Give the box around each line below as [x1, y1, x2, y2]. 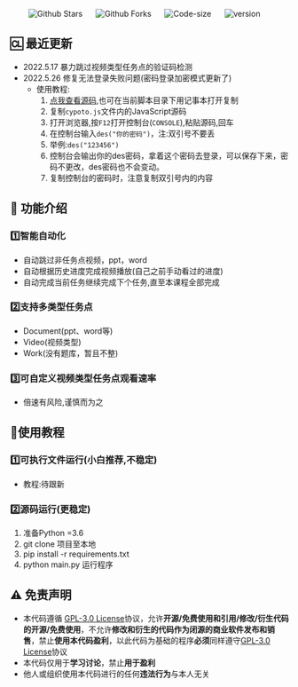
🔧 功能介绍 [10, 201, 67, 217]
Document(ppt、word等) [22, 325, 114, 336]
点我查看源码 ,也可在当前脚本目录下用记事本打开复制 [49, 94, 239, 106]
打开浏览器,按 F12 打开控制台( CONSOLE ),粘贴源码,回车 [49, 116, 234, 128]
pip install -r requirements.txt [22, 549, 129, 559]
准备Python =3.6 [22, 528, 84, 539]
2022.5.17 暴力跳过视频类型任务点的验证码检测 [22, 61, 193, 72]
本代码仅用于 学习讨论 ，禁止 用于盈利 [22, 657, 156, 667]
